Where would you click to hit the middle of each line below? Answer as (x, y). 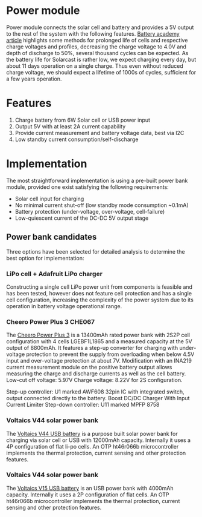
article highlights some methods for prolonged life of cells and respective (97, 40)
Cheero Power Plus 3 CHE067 (51, 321)
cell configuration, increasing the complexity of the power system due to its (100, 300)
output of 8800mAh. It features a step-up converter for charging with (92, 348)
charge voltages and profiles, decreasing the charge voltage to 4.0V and (96, 47)
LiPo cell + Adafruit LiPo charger (54, 274)
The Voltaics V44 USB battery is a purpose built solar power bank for (92, 433)
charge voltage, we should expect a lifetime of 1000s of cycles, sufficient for (101, 72)
